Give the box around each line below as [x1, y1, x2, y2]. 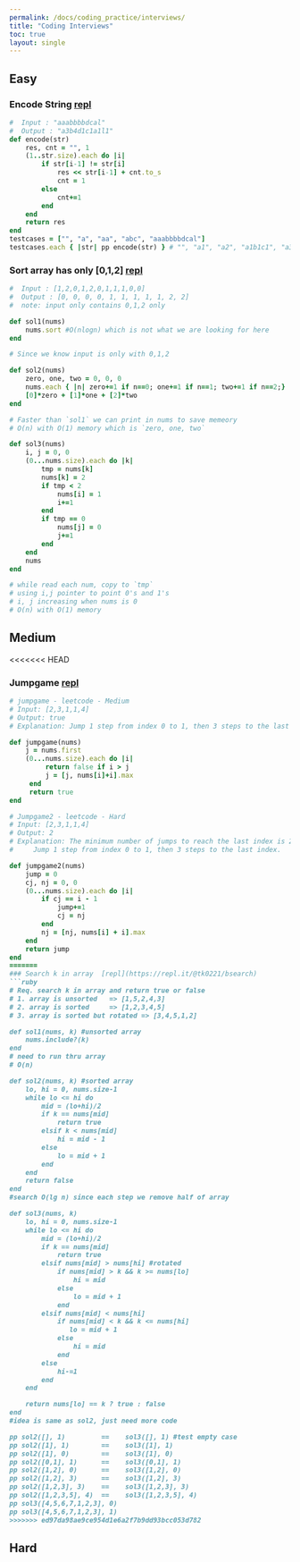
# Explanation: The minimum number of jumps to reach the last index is [9, 837, 286, 846]
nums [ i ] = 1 [56, 489, 102, 499]
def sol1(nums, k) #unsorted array [9, 1027, 142, 1036]
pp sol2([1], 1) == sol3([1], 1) [9, 1440, 174, 1449]
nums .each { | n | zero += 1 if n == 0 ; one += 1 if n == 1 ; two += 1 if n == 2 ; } [25, 383, 286, 392]
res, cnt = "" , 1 [25, 143, 90, 152]
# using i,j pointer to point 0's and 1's [9, 589, 170, 598]
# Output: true [9, 713, 66, 722]
